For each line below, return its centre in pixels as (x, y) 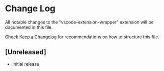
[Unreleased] (26, 52)
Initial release (26, 64)
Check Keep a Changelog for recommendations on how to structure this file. (82, 37)
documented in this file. (29, 27)
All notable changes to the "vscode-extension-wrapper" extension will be (79, 22)
